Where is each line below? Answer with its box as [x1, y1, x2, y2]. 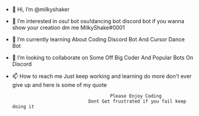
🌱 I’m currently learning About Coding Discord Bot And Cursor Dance [12, 36, 185, 43]
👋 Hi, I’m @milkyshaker [12, 6, 70, 13]
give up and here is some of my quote [12, 81, 107, 88]
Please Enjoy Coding [110, 93, 162, 99]
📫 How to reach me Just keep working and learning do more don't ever [12, 73, 192, 80]
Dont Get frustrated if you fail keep [88, 98, 186, 104]
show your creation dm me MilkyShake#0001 [12, 24, 126, 31]
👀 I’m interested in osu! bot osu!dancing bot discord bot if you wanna [12, 18, 184, 24]
